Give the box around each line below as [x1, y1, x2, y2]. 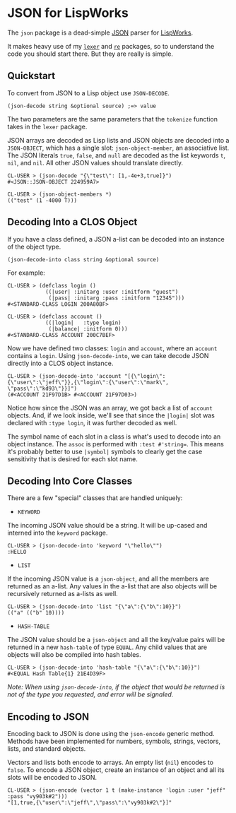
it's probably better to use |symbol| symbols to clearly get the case [7, 447, 203, 456]
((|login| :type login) [45, 319, 122, 326]
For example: [7, 268, 46, 277]
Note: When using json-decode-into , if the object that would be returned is [7, 683, 225, 692]
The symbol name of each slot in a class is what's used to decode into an [7, 432, 221, 441]
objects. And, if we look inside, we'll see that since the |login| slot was [7, 411, 216, 420]
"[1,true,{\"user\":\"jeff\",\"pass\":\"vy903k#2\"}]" [7, 800, 172, 807]
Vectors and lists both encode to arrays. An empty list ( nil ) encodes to [7, 758, 214, 767]
